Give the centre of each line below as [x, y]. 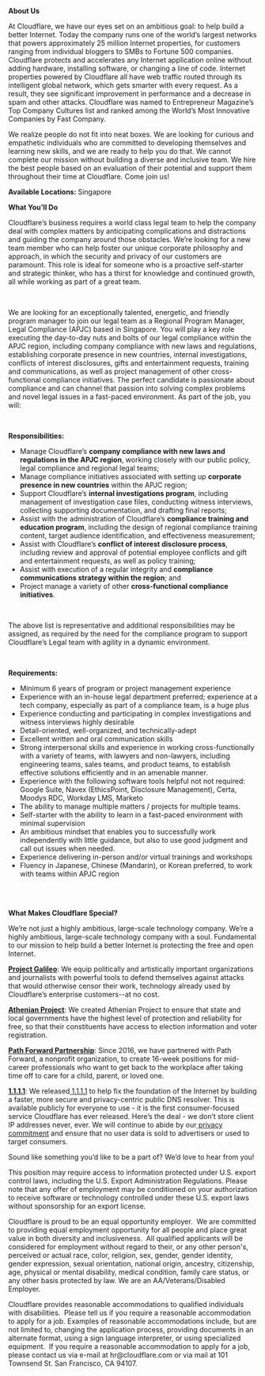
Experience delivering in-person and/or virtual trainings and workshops [136, 857]
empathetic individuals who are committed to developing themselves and [127, 143]
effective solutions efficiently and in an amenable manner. [114, 773]
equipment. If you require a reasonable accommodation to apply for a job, [129, 1346]
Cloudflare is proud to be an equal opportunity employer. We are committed [132, 1221]
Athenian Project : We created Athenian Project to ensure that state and [125, 1010]
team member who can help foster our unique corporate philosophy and [126, 248]
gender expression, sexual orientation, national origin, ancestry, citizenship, [131, 1264]
